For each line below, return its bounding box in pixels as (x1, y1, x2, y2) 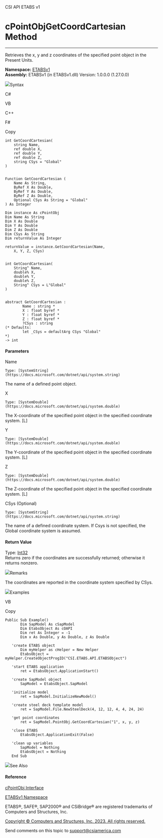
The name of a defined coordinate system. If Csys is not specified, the (5, 523, 146, 529)
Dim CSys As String (5, 232, 45, 236)
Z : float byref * (22, 317, 60, 321)
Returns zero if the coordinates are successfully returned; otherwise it (5, 555, 145, 561)
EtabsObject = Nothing (20, 750, 66, 754)
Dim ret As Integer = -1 (20, 631, 70, 636)
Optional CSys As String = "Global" (14, 198, 88, 202)
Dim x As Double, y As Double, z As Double (20, 635, 110, 640)
